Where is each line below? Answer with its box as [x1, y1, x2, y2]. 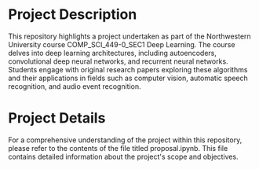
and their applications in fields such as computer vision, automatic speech [8, 73, 249, 83]
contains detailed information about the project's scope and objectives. [8, 152, 239, 161]
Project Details [8, 109, 106, 127]
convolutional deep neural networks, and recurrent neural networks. [8, 57, 229, 66]
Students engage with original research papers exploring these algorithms [8, 64, 248, 74]
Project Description [8, 6, 137, 24]
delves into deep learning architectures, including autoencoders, [8, 48, 217, 57]
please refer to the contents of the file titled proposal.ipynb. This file [8, 143, 228, 152]
